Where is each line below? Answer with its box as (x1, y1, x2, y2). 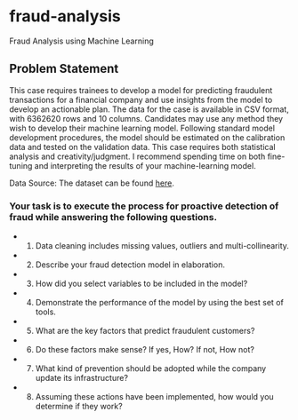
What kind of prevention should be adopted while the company (35, 363, 267, 374)
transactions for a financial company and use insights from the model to (9, 94, 273, 105)
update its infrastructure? (35, 373, 129, 384)
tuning (9, 160, 33, 170)
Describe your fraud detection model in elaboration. (35, 259, 225, 270)
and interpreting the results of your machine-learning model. (34, 160, 256, 170)
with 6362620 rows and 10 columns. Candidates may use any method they (9, 113, 283, 123)
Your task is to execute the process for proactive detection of (9, 200, 279, 212)
